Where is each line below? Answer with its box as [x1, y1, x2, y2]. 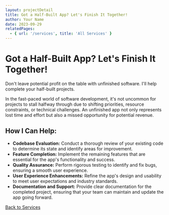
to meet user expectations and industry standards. [12, 178, 118, 184]
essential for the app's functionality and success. [12, 156, 115, 163]
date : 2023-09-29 [5, 21, 42, 27]
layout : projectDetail [5, 7, 53, 13]
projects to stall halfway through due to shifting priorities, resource [5, 101, 144, 107]
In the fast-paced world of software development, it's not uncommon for [5, 96, 156, 102]
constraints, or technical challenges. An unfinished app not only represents [5, 106, 162, 112]
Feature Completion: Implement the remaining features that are [12, 151, 146, 157]
